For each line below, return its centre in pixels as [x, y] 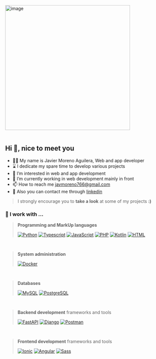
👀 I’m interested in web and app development [59, 173]
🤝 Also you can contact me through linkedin [57, 191]
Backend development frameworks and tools [64, 312]
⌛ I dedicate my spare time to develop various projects [69, 166]
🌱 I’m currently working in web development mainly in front [73, 178]
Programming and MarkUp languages [57, 225]
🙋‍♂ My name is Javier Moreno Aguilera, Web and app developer [78, 160]
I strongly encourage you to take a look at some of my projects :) [84, 201]
